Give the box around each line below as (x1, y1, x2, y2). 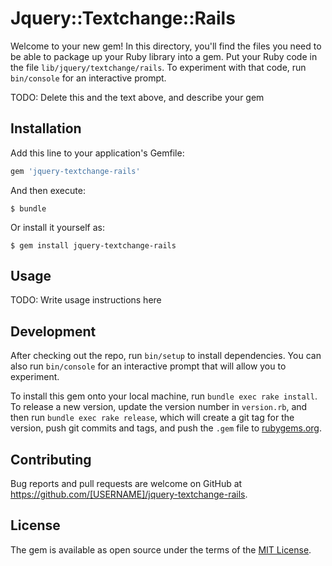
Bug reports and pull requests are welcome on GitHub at (10, 478, 243, 490)
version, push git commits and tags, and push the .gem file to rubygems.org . (10, 422, 323, 434)
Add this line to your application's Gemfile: (10, 147, 185, 159)
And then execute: (10, 184, 86, 196)
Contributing (10, 451, 92, 468)
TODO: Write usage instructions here (10, 294, 162, 306)
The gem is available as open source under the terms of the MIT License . (10, 543, 312, 556)
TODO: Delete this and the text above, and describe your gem (10, 91, 265, 103)
